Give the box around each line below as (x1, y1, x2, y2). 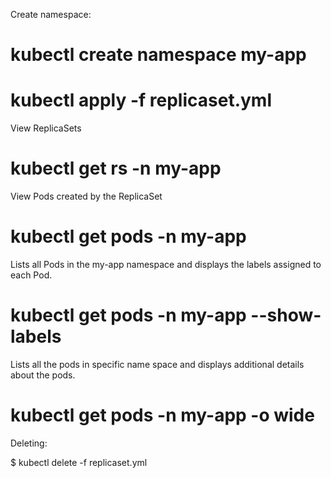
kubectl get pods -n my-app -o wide (10, 404, 315, 427)
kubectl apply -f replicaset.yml (10, 89, 273, 112)
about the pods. (10, 369, 76, 381)
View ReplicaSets (10, 122, 82, 134)
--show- (250, 304, 322, 327)
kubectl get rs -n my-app (10, 157, 222, 180)
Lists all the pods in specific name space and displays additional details (10, 358, 305, 370)
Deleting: (10, 437, 48, 449)
